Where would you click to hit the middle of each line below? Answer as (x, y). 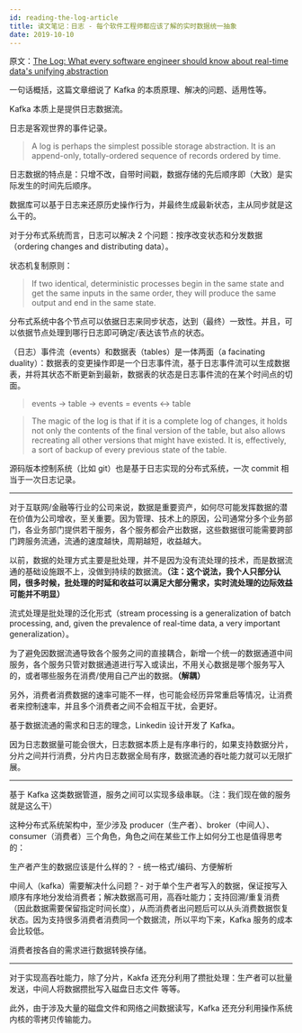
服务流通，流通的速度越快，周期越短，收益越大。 (115, 541)
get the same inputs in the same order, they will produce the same (154, 293)
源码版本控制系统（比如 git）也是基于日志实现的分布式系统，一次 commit (144, 469)
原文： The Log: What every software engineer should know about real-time (149, 61)
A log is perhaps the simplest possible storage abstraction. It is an (153, 146)
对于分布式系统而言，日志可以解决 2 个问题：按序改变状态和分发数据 (136, 235)
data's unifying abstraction (59, 71)
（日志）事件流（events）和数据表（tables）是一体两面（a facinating (137, 352)
